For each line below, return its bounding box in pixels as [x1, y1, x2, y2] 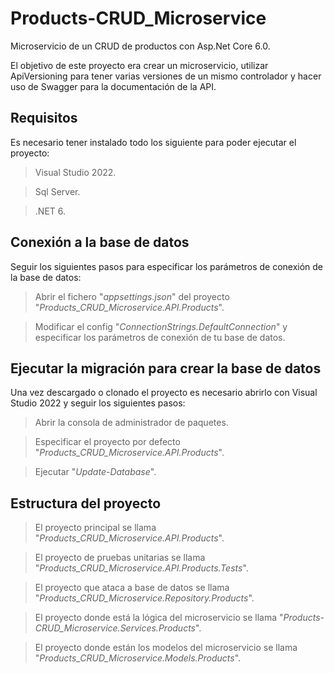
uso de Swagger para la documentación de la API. [10, 80, 217, 92]
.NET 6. [34, 205, 67, 217]
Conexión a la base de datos [10, 234, 190, 251]
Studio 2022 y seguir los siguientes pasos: [10, 397, 186, 409]
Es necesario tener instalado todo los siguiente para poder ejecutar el [10, 136, 297, 148]
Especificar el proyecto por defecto [34, 436, 181, 448]
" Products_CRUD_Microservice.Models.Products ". [34, 652, 242, 664]
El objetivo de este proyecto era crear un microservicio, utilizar [10, 59, 269, 71]
